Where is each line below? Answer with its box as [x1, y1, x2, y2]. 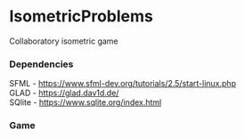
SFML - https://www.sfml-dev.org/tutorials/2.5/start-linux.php [9, 78, 236, 89]
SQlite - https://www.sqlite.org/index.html [9, 97, 162, 108]
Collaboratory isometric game [9, 36, 118, 46]
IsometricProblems [9, 6, 153, 27]
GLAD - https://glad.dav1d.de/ [9, 87, 119, 99]
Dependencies [9, 58, 74, 70]
